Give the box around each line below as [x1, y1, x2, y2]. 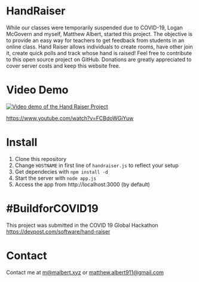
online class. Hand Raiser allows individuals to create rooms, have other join [6, 43, 193, 50]
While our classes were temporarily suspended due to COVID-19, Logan [6, 24, 183, 31]
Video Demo [6, 83, 69, 97]
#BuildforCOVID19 [6, 202, 99, 215]
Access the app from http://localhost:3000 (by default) [14, 181, 151, 188]
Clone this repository [14, 155, 67, 162]
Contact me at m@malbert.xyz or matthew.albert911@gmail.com [6, 268, 164, 276]
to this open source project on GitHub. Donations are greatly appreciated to [6, 56, 192, 63]
